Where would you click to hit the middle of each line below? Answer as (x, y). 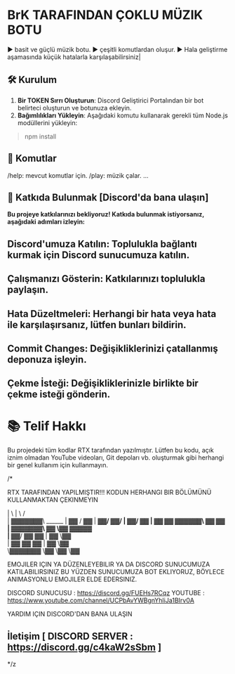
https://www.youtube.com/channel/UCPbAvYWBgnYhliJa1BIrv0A (101, 600)
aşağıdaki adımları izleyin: (46, 222)
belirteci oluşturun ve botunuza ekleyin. (74, 108)
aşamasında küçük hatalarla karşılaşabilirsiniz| (74, 57)
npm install (40, 136)
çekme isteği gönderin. (59, 395)
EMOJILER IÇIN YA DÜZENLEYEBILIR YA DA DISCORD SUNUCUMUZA (109, 564)
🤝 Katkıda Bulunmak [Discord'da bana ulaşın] (108, 197)
